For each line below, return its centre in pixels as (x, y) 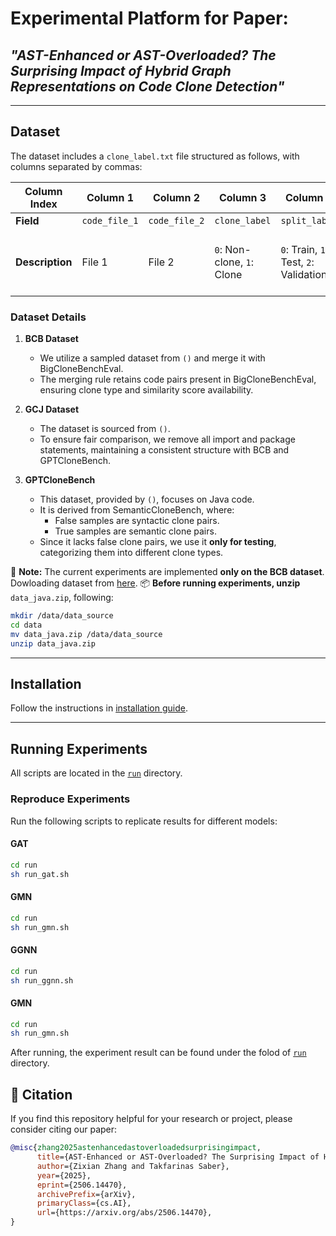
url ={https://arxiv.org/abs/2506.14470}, (124, 1213)
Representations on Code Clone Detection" (147, 86)
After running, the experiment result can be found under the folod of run (158, 1053)
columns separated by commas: (76, 166)
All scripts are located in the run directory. (96, 773)
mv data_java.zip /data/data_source (86, 634)
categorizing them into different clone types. (131, 553)
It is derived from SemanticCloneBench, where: (137, 510)
